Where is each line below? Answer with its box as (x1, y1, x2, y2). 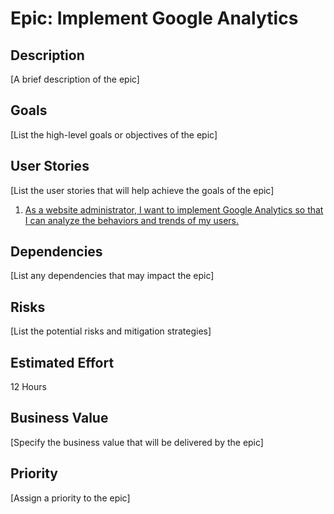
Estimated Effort (10, 354, 115, 371)
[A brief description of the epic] (10, 73, 140, 85)
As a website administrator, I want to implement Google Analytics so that (24, 203, 324, 216)
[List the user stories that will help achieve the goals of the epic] (10, 184, 275, 196)
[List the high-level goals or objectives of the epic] (10, 128, 218, 141)
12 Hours (10, 381, 47, 393)
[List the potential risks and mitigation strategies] (10, 325, 212, 337)
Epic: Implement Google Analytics (10, 7, 299, 30)
